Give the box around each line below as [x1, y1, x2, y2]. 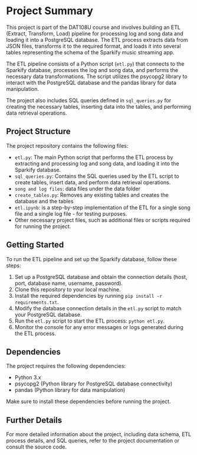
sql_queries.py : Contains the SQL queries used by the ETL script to [14, 173, 180, 180]
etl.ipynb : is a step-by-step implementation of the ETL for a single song [14, 204, 191, 211]
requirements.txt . [14, 298, 59, 305]
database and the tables [14, 197, 74, 204]
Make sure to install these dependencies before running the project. [6, 398, 171, 405]
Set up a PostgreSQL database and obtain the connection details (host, [14, 273, 188, 280]
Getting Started [6, 240, 64, 250]
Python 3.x [14, 374, 41, 381]
